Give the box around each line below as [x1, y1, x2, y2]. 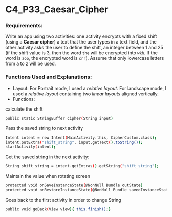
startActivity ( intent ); [5, 144, 56, 149]
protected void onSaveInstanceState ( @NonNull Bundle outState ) [5, 183, 143, 188]
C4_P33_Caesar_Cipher [5, 4, 109, 15]
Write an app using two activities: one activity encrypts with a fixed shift [5, 33, 157, 39]
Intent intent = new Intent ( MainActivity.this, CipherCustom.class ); [5, 135, 157, 140]
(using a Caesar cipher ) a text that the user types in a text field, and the [5, 39, 157, 45]
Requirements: [5, 22, 43, 29]
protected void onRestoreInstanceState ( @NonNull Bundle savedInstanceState [5, 188, 170, 193]
